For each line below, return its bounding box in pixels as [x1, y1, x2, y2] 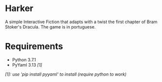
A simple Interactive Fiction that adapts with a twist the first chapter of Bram [5, 19, 158, 25]
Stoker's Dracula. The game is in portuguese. [5, 24, 96, 29]
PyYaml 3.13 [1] [12, 62, 42, 68]
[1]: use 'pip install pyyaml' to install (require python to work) [5, 71, 126, 77]
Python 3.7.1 [12, 56, 36, 63]
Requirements [5, 41, 63, 52]
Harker [5, 3, 34, 14]
